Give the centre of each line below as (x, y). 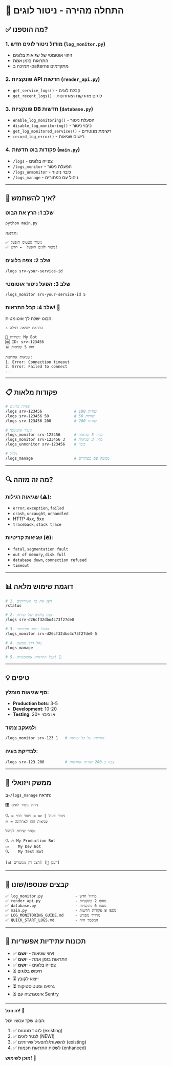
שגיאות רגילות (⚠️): (28, 497)
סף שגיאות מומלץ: (27, 692)
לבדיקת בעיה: (22, 751)
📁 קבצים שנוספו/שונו (37, 884)
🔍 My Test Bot (24, 852)
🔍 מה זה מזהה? (29, 480)
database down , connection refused (50, 560)
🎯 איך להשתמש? (31, 198)
